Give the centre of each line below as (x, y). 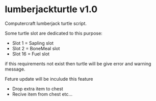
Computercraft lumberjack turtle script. (46, 23)
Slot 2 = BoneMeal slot (36, 48)
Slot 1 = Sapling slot (33, 43)
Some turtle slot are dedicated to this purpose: (54, 33)
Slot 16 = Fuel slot (31, 54)
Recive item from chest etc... (42, 94)
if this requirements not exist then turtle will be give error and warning (78, 63)
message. (15, 69)
